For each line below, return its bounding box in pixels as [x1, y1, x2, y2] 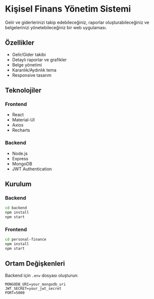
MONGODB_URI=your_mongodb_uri [5, 282, 66, 287]
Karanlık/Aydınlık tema [12, 67, 57, 73]
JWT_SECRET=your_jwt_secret [5, 286, 62, 291]
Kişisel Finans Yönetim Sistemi [5, 3, 131, 15]
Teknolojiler [5, 86, 42, 95]
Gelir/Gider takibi [12, 51, 46, 57]
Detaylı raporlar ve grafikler [12, 57, 67, 63]
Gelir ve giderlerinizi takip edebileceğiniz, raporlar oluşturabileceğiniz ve [5, 19, 149, 25]
